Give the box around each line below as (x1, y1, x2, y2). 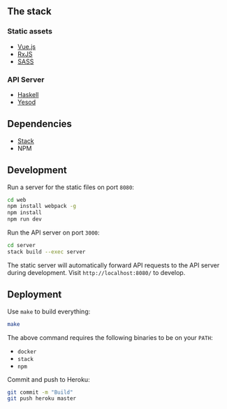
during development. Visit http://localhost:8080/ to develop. (7, 268, 186, 276)
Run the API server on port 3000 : (7, 228, 100, 237)
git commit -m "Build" (7, 389, 73, 396)
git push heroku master (7, 395, 77, 402)
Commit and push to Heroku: (7, 375, 90, 383)
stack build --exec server (7, 248, 86, 255)
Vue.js (17, 42, 36, 51)
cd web (7, 196, 27, 203)
